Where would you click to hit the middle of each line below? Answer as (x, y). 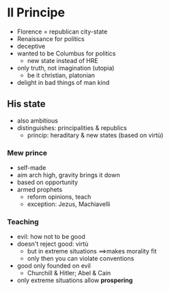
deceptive (31, 46)
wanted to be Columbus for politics (66, 53)
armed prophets (40, 190)
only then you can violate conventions (81, 259)
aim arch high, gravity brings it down (69, 175)
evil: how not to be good (51, 237)
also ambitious (37, 121)
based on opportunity (47, 182)
